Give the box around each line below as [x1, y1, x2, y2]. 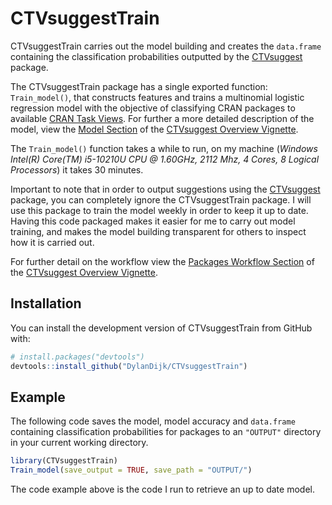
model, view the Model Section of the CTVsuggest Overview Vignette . [10, 123, 299, 135]
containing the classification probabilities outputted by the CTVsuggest [10, 50, 303, 62]
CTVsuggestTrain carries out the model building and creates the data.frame [10, 40, 322, 52]
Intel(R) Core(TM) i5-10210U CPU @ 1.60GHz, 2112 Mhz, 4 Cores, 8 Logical [10, 153, 320, 165]
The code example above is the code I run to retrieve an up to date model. [10, 483, 315, 496]
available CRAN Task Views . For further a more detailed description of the [10, 112, 315, 124]
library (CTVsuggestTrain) [10, 456, 118, 466]
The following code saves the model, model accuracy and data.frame [10, 415, 296, 427]
